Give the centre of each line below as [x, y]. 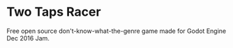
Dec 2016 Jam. [28, 38]
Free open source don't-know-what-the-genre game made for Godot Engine [116, 31]
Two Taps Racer [54, 12]
